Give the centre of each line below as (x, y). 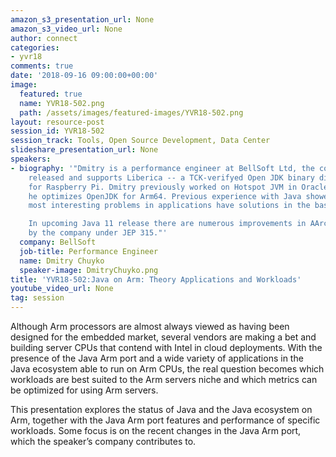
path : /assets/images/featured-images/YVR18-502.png (131, 112)
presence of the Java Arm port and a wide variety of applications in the (157, 358)
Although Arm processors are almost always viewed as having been (150, 326)
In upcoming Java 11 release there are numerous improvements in (167, 224)
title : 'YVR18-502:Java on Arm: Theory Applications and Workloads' (156, 279)
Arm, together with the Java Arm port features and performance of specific (165, 420)
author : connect (44, 38)
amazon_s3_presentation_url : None (82, 19)
